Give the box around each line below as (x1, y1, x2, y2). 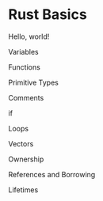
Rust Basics (8, 6, 87, 24)
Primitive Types (8, 78, 59, 87)
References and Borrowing (8, 169, 96, 179)
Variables (8, 47, 39, 56)
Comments (8, 93, 44, 102)
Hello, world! (8, 32, 50, 41)
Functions (8, 62, 41, 72)
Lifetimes (8, 184, 39, 195)
